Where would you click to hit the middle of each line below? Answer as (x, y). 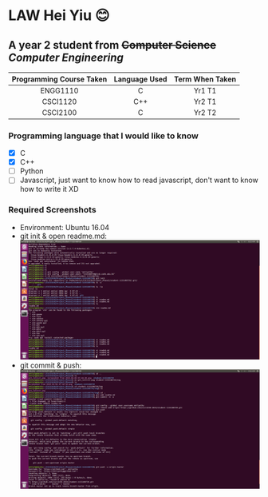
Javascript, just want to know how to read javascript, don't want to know (139, 180)
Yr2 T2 (205, 113)
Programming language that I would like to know (104, 136)
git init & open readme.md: (63, 236)
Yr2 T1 (205, 101)
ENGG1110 (59, 90)
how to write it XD (49, 189)
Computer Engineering (66, 57)
